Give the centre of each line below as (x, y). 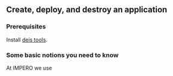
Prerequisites (26, 27)
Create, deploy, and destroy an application (87, 10)
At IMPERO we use (29, 68)
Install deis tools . (27, 39)
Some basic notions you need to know (62, 55)
